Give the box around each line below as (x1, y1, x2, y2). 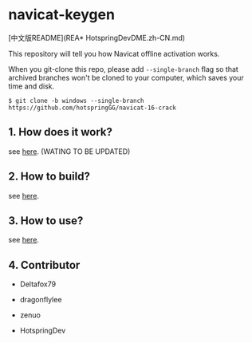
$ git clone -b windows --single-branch (8, 97, 145, 104)
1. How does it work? (8, 125, 113, 139)
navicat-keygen (8, 6, 116, 24)
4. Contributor (8, 258, 81, 272)
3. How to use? (8, 214, 84, 227)
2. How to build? (8, 170, 90, 183)
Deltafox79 (19, 279, 57, 289)
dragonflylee (19, 295, 62, 305)
